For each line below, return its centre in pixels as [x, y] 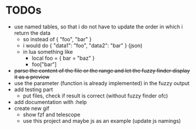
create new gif [32, 108]
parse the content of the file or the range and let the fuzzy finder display [102, 70]
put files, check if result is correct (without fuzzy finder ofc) [95, 96]
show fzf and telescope [52, 114]
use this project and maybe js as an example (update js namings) [102, 121]
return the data [32, 32]
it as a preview [32, 77]
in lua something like [48, 51]
